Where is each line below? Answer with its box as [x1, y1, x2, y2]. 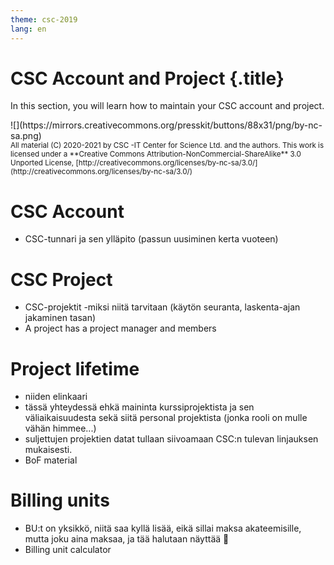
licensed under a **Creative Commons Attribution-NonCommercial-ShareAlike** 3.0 [10, 149, 302, 160]
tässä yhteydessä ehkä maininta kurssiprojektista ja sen [24, 401, 255, 413]
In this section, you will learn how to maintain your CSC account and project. [10, 100, 325, 112]
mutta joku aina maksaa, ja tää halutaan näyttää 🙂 [24, 533, 230, 545]
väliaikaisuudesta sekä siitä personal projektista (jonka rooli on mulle [24, 412, 308, 424]
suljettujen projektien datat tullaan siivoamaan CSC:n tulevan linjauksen [24, 433, 319, 445]
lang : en [10, 24, 47, 34]
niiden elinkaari [24, 391, 88, 403]
